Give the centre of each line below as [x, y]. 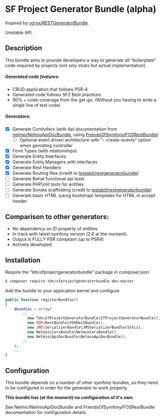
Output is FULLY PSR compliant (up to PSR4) [58, 239]
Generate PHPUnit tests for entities [48, 184]
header [20, 201]
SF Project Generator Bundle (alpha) [81, 9]
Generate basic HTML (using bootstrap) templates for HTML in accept [84, 196]
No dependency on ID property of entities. [55, 229]
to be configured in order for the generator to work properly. [67, 388]
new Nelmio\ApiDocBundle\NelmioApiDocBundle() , [77, 337]
